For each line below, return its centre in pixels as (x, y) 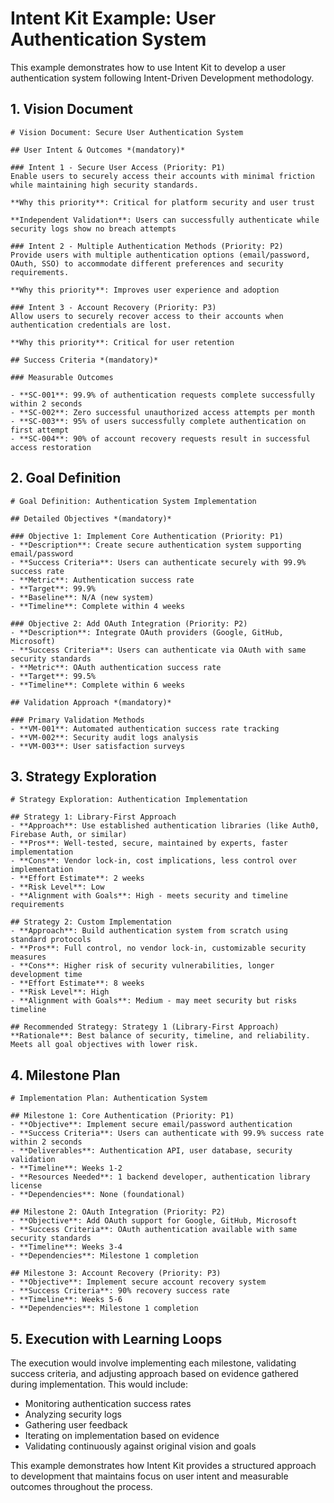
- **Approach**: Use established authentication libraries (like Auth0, (165, 826)
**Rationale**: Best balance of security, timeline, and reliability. (160, 1036)
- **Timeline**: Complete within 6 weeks (98, 685)
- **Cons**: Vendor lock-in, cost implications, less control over (154, 861)
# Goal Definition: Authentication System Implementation (133, 501)
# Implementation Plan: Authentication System (109, 1098)
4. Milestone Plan (65, 1075)
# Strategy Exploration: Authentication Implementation (129, 800)
